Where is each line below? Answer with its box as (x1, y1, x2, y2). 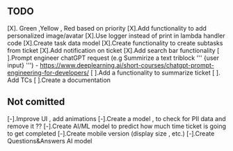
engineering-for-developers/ (7, 68, 89, 77)
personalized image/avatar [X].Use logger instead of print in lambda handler (7, 31, 225, 40)
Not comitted (7, 96, 65, 108)
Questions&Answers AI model (7, 136, 93, 145)
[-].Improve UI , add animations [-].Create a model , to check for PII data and (7, 114, 226, 122)
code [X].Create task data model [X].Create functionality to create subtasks (7, 38, 223, 47)
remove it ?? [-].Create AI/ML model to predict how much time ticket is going (7, 122, 227, 130)
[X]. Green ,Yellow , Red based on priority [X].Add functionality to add (7, 24, 207, 32)
